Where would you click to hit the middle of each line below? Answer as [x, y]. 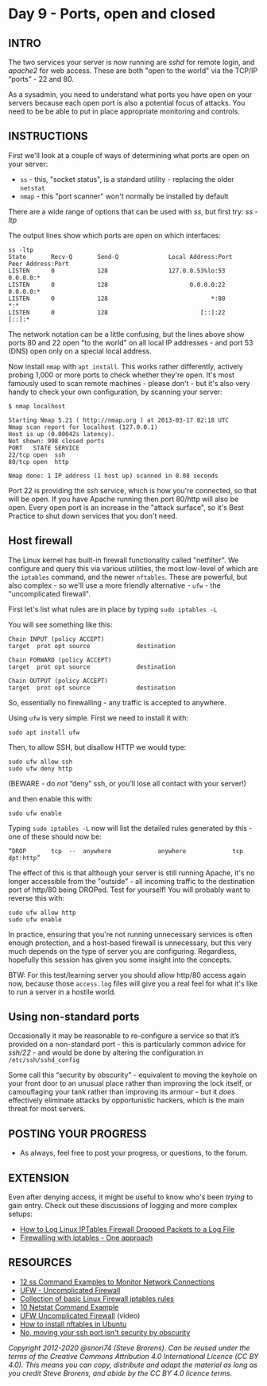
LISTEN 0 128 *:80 [117, 299]
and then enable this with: [50, 798]
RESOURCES [40, 1262]
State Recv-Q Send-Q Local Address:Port [120, 257]
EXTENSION [39, 1178]
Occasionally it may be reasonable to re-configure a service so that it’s [124, 1036]
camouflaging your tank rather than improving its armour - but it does [122, 1092]
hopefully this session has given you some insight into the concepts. [120, 959]
